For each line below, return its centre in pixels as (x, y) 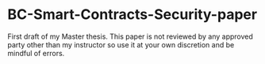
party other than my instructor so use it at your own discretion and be (121, 44)
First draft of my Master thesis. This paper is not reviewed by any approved (130, 36)
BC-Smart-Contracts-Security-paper (132, 15)
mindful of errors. (36, 53)
